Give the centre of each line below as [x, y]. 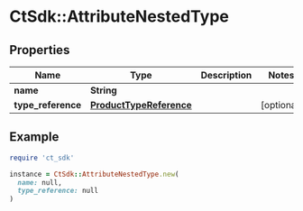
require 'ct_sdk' [42, 158]
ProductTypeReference [141, 105]
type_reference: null [58, 191]
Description [226, 75]
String [103, 90]
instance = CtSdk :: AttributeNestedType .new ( [94, 174]
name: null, [40, 182]
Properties [40, 50]
